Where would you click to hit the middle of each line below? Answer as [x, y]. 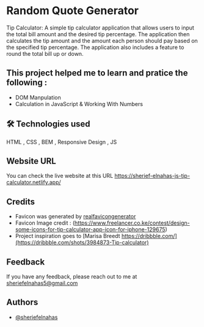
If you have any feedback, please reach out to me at [72, 276]
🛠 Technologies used [48, 124]
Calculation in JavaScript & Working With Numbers [79, 104]
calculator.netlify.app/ [34, 182]
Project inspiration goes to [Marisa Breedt [67, 236]
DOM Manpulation [38, 97]
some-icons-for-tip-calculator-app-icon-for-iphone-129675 [90, 229]
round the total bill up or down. [45, 53]
